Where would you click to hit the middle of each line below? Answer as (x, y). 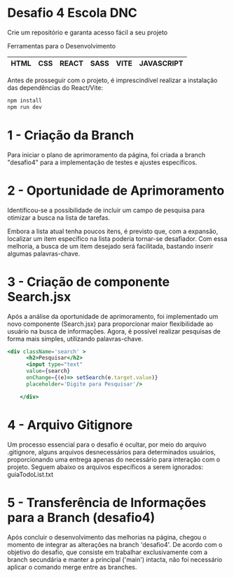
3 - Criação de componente (89, 282)
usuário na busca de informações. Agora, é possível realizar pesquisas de (114, 331)
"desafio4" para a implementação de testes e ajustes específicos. (102, 162)
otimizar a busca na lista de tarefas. (59, 217)
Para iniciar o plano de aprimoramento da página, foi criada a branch (106, 155)
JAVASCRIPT (161, 63)
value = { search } (48, 371)
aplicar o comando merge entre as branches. (72, 567)
